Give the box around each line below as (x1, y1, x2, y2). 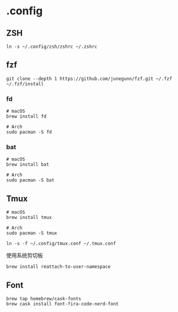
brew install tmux (6, 215, 52, 221)
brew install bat (6, 162, 50, 168)
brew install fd (6, 113, 47, 120)
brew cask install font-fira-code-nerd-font (6, 301, 119, 307)
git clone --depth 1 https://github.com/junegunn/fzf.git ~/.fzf (6, 76, 172, 82)
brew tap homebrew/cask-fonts (6, 296, 82, 302)
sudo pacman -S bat (6, 177, 55, 183)
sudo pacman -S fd (6, 129, 52, 135)
